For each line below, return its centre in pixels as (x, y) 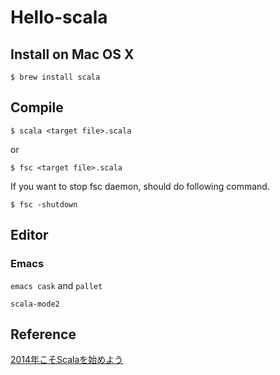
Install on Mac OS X (72, 54)
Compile (37, 107)
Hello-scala (59, 17)
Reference (43, 334)
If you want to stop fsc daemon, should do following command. (140, 186)
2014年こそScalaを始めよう (67, 360)
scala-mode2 (35, 304)
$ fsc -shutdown (44, 204)
